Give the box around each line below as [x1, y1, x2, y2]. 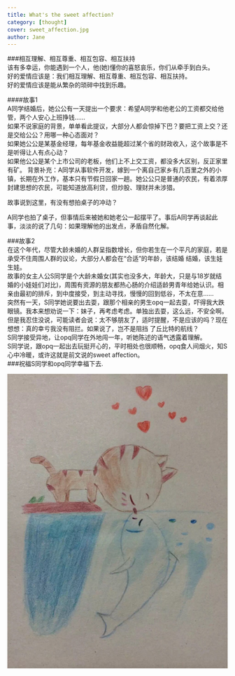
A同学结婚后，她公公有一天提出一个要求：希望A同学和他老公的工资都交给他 [7, 104, 225, 113]
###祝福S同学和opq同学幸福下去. [7, 360, 104, 368]
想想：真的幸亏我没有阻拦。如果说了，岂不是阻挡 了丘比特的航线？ [7, 325, 199, 333]
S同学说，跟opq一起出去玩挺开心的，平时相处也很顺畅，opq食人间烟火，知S [7, 342, 228, 351]
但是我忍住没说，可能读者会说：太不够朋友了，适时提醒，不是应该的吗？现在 [7, 316, 228, 324]
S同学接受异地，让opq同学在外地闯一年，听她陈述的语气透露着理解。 [7, 333, 206, 342]
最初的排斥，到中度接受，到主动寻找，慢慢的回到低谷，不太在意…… [19, 290, 215, 298]
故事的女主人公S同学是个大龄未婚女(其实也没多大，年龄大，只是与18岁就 [7, 272, 216, 280]
